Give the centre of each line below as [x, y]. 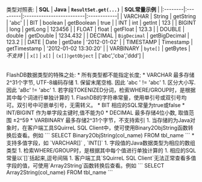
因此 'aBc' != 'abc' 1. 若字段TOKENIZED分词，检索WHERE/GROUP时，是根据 [101, 90]
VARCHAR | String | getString [159, 16]
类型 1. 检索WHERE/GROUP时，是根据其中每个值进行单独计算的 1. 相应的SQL [101, 150]
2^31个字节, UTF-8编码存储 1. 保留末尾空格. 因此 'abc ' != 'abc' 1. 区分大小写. [101, 82]
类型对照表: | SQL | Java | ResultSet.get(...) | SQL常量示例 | [83, 9]
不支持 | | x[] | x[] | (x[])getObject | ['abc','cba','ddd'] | [75, 56]
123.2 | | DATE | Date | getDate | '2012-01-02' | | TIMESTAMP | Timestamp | [99, 42]
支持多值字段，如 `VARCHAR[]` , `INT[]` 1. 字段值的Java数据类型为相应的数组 [101, 143]
